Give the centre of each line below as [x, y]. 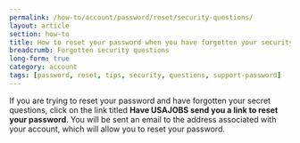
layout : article [39, 26]
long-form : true [39, 59]
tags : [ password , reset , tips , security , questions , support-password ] [145, 75]
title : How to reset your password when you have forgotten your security [151, 42]
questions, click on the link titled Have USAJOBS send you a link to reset [144, 110]
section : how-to [39, 34]
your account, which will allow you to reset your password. [117, 129]
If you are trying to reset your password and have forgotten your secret [140, 100]
